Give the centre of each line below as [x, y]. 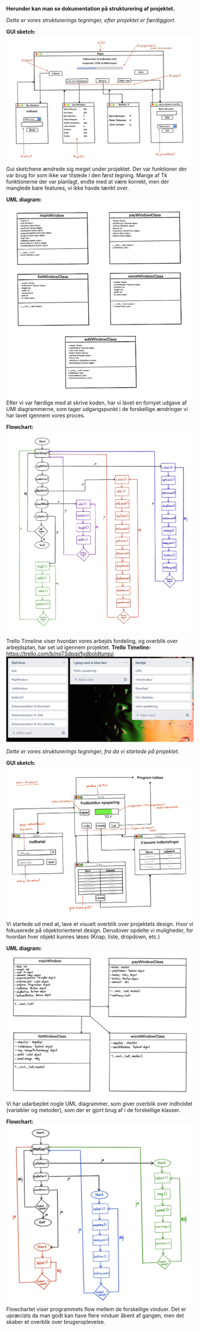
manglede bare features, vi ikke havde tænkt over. [68, 188]
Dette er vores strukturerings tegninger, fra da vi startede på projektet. [93, 751]
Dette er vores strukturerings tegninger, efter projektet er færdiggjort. [91, 20]
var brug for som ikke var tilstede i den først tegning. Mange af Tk [87, 175]
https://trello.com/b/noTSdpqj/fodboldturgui [60, 654]
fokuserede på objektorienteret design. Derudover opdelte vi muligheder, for [100, 930]
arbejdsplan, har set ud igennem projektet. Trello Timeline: [79, 647]
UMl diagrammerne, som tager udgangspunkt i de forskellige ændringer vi [97, 409]
